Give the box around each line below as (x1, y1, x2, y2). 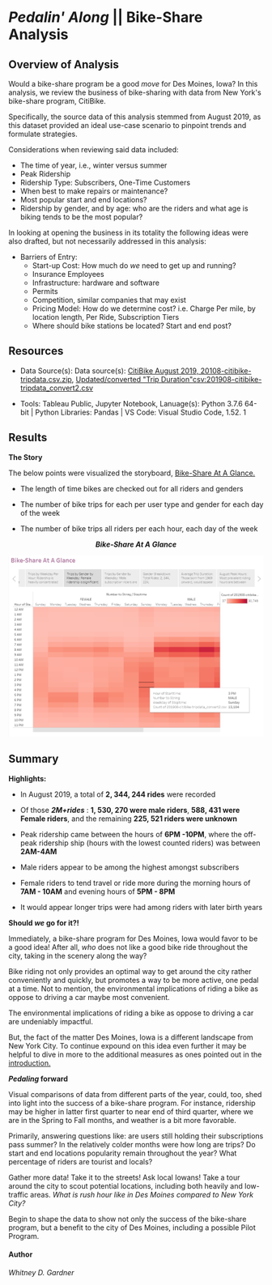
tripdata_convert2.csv (19, 383, 94, 393)
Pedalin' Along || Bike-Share (8, 8, 203, 27)
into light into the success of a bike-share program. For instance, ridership (8, 1098, 257, 1108)
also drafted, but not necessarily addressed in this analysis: (8, 236, 206, 246)
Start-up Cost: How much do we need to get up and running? (32, 261, 236, 270)
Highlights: (8, 773, 47, 783)
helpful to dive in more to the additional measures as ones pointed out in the (8, 1049, 262, 1059)
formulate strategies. (8, 130, 79, 138)
